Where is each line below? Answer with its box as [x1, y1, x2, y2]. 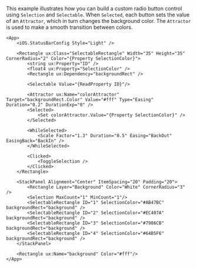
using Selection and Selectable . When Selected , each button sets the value [6, 11, 190, 18]
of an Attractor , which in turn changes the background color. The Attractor [6, 18, 191, 24]
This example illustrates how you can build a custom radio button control [6, 5, 182, 12]
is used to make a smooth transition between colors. [6, 24, 133, 31]
